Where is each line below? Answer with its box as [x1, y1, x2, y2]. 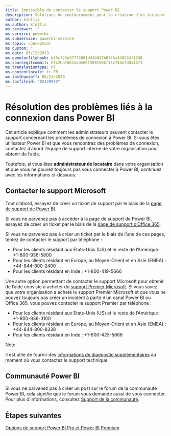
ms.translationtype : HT [5, 65, 56, 70]
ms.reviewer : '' [5, 27, 40, 32]
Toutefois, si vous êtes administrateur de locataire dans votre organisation [5, 161, 163, 167]
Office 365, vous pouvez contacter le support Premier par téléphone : [5, 300, 152, 306]
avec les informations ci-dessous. [5, 171, 77, 177]
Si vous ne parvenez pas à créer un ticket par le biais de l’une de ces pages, [5, 231, 166, 237]
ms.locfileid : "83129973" [5, 79, 60, 84]
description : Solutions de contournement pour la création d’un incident [5, 12, 166, 17]
